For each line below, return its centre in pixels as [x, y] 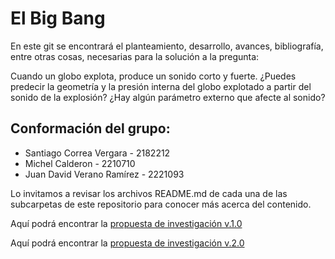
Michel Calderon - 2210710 [80, 163]
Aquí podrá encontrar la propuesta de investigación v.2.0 [127, 243]
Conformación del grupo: [90, 128]
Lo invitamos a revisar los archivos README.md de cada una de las [149, 193]
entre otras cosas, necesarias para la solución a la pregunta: [135, 56]
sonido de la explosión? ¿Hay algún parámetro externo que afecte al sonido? [168, 97]
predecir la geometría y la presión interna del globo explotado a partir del [161, 86]
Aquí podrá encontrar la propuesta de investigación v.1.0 [126, 223]
